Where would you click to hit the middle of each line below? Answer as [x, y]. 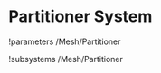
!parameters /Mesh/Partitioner [65, 41]
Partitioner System [80, 17]
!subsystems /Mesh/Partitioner [66, 59]
